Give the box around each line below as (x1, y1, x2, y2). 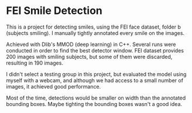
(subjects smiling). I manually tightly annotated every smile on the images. (6, 29, 185, 36)
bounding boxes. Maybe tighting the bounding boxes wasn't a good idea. (6, 100, 183, 107)
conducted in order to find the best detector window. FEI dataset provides (6, 47, 184, 54)
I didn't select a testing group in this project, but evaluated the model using (6, 70, 187, 77)
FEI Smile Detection (6, 4, 102, 17)
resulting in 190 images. (6, 59, 63, 66)
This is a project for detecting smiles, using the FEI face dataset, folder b (6, 23, 181, 30)
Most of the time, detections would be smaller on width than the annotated (6, 94, 186, 101)
